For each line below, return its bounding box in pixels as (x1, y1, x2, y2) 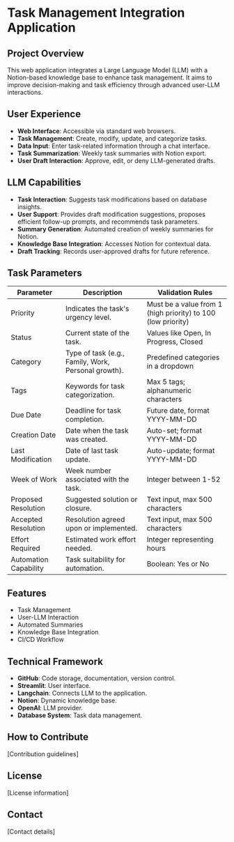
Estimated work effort (65, 535, 136, 544)
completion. (65, 415, 104, 424)
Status (10, 332, 32, 342)
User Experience (7, 108, 81, 120)
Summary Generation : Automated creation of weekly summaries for (17, 224, 214, 233)
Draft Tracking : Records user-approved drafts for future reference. (17, 247, 210, 255)
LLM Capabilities (7, 176, 81, 189)
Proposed (10, 495, 43, 505)
